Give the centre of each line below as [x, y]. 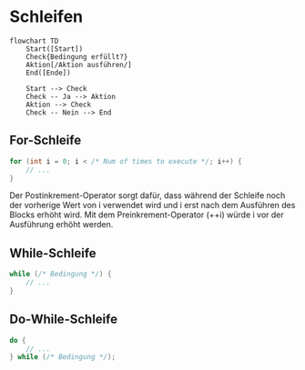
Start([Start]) [55, 49]
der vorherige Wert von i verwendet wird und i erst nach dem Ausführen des [152, 205]
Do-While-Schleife [64, 320]
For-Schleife [46, 140]
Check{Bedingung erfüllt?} [77, 56]
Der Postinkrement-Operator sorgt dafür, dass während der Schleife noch [147, 195]
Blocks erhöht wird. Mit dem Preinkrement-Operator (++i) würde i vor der [147, 215]
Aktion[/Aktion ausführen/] [79, 65]
